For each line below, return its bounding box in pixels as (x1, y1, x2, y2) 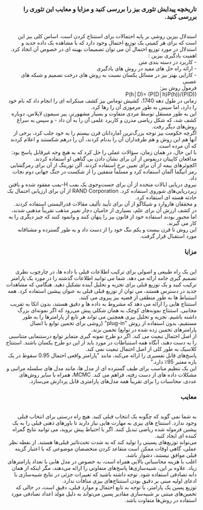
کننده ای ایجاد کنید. (155, 432, 197, 439)
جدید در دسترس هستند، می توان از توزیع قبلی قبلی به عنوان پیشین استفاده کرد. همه (7, 287, 197, 294)
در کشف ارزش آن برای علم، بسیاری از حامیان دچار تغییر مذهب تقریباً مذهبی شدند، (11, 207, 197, 214)
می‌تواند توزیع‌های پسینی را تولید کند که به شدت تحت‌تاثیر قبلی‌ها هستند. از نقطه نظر (8, 438, 197, 446)
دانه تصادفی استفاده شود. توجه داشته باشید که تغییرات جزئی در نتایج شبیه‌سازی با (14, 471, 197, 478)
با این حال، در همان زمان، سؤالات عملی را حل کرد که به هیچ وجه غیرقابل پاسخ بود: (11, 149, 197, 156)
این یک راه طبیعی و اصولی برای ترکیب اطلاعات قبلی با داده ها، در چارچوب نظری (15, 267, 197, 275)
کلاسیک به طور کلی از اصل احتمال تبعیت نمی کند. (85, 345, 197, 352)
